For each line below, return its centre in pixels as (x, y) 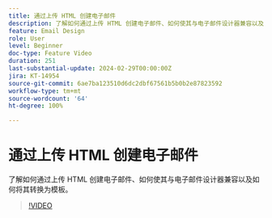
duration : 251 (32, 61)
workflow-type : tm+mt (45, 91)
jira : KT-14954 (34, 76)
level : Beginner (36, 46)
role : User (27, 38)
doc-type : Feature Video (50, 53)
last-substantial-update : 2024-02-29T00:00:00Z (90, 69)
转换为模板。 (51, 190)
